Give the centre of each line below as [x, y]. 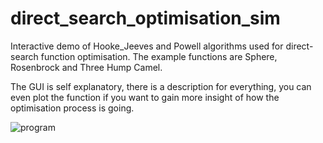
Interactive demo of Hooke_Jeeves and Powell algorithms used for [147, 46]
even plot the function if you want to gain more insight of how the [145, 97]
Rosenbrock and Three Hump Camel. [86, 67]
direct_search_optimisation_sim [145, 18]
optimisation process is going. [72, 108]
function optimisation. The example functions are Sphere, [159, 56]
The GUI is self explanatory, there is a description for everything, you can [161, 86]
